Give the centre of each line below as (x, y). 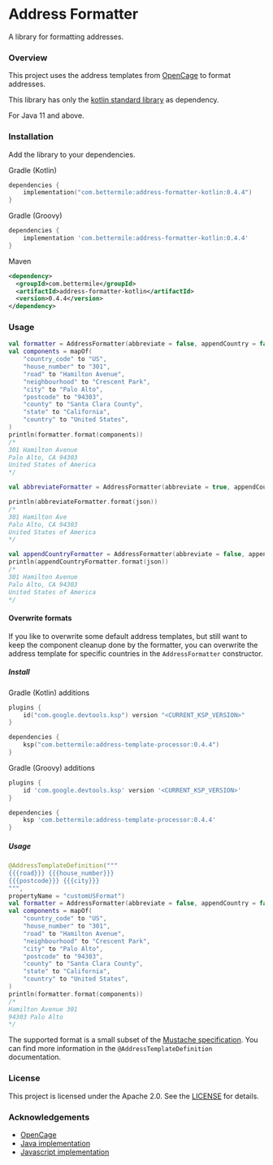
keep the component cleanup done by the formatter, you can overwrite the (133, 645)
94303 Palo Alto (36, 1017)
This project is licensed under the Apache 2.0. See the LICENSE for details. (134, 1096)
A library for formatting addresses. (66, 37)
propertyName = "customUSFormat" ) (67, 896)
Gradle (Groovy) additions (52, 767)
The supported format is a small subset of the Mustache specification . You (133, 1040)
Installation (31, 137)
